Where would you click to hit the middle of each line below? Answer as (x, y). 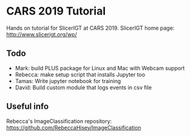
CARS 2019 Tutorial (56, 11)
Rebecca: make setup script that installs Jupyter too (80, 75)
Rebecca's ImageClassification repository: (59, 121)
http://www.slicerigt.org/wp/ (42, 34)
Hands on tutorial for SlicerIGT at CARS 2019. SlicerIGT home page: (90, 28)
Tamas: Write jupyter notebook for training (68, 81)
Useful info (28, 106)
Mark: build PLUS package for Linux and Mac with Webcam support (100, 68)
